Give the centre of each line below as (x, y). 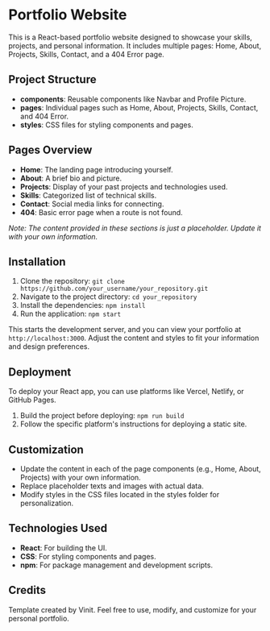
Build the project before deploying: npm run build (102, 416)
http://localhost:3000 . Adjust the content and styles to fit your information (134, 338)
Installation (37, 262)
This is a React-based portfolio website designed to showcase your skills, (130, 37)
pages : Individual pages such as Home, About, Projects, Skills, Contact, (139, 107)
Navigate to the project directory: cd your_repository (108, 297)
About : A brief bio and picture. (71, 178)
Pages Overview (50, 150)
